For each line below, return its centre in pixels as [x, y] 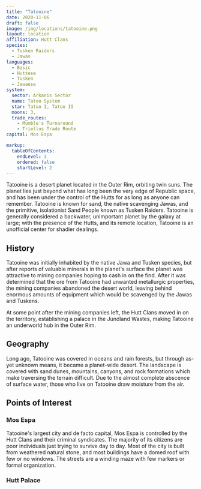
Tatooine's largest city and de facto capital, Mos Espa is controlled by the [97, 433]
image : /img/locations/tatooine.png [52, 28]
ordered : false [36, 162]
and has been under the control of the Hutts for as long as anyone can [93, 197]
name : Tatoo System [36, 101]
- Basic [21, 67]
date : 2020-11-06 [28, 17]
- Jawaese [24, 85]
